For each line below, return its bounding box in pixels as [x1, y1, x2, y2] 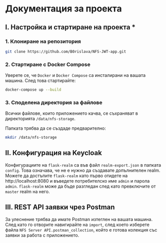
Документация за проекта [5, 3, 122, 14]
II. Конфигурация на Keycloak [5, 149, 102, 157]
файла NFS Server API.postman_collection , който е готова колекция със [5, 227, 157, 233]
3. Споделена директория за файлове [5, 99, 102, 106]
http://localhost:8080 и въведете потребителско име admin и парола [5, 178, 150, 184]
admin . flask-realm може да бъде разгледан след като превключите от [5, 183, 156, 189]
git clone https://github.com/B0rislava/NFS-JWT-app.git [5, 49, 126, 54]
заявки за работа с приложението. [5, 232, 79, 238]
